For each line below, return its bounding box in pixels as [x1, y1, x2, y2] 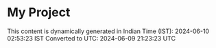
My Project [7, 5, 71, 20]
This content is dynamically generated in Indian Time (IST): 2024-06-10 [7, 27, 210, 35]
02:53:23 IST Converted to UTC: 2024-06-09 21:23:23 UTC [7, 34, 176, 42]
